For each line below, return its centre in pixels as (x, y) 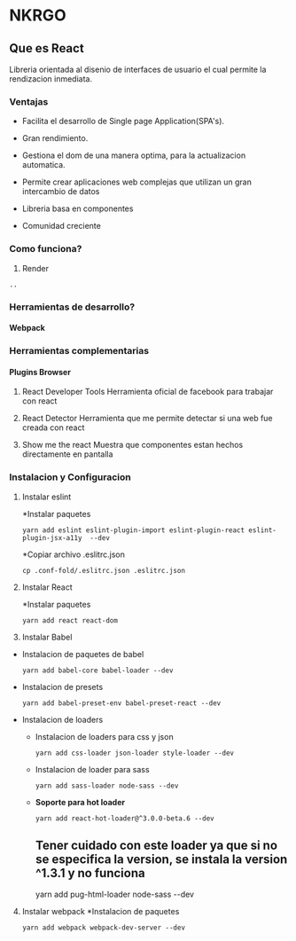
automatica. (43, 165)
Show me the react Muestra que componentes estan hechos (132, 445)
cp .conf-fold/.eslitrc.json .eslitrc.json (104, 570)
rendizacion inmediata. (51, 79)
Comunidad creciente (62, 226)
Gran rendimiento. (55, 138)
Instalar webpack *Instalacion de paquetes (101, 912)
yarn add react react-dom (70, 620)
